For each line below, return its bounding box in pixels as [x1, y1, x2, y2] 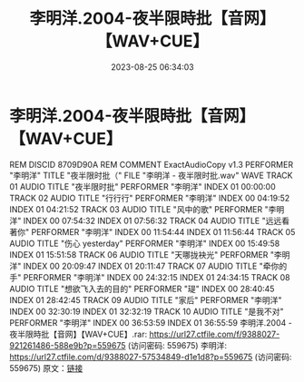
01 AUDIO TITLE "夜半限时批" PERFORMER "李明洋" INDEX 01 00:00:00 [9, 181, 277, 191]
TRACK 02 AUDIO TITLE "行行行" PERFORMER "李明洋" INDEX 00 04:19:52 [9, 192, 290, 203]
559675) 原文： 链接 [9, 362, 83, 373]
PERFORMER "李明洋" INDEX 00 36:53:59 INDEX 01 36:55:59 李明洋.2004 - [9, 317, 292, 328]
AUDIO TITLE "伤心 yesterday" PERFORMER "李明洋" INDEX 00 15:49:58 [9, 238, 280, 249]
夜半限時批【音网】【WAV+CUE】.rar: [9, 328, 148, 339]
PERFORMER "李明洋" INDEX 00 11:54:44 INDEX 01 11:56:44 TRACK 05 [31, 226, 296, 237]
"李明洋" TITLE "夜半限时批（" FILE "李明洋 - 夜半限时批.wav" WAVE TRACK [9, 170, 293, 181]
